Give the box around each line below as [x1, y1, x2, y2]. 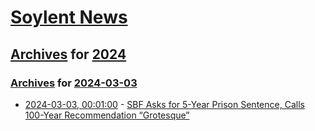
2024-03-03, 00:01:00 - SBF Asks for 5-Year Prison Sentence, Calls [24, 98, 305, 110]
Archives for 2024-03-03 [10, 76, 138, 90]
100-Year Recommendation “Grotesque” [24, 109, 190, 121]
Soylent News [10, 6, 128, 29]
